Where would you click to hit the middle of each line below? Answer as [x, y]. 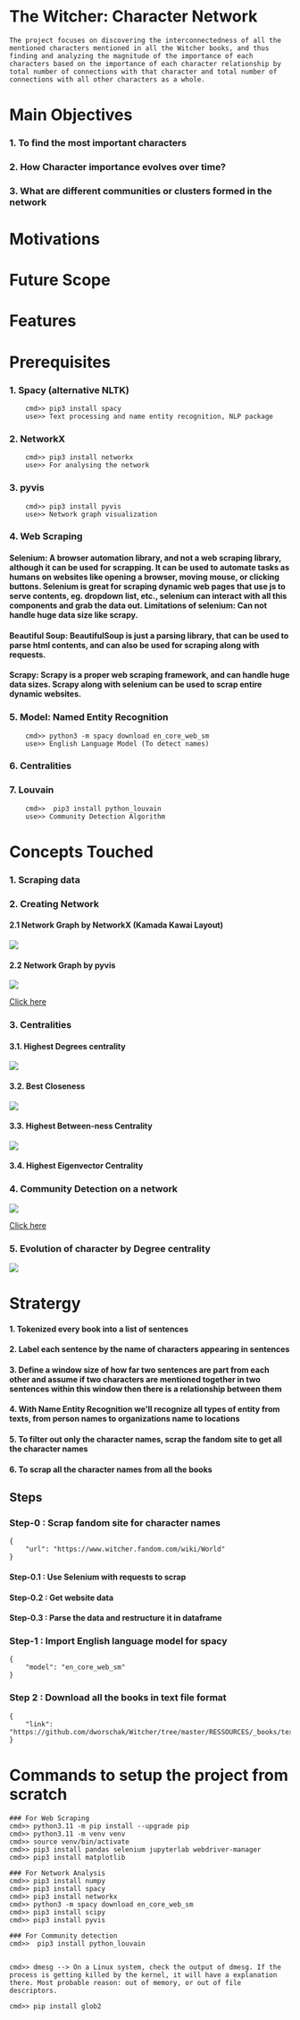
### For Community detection [63, 1936]
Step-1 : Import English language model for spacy [118, 1641]
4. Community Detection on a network [94, 1189]
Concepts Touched [81, 852]
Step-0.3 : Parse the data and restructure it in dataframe [116, 1618]
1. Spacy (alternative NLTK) [69, 389]
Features [43, 321]
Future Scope [60, 280]
